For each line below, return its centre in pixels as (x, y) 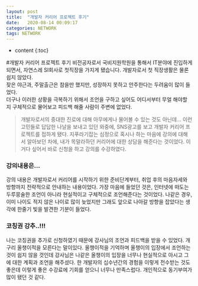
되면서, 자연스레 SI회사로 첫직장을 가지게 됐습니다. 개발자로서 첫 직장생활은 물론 (98, 70)
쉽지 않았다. (20, 77)
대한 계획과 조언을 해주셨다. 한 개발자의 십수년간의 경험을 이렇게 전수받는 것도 (101, 262)
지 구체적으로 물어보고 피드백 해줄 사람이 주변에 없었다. (69, 107)
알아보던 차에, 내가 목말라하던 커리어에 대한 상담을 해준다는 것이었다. (106, 142)
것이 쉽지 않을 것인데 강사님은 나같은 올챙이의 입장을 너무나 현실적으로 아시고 (95, 255)
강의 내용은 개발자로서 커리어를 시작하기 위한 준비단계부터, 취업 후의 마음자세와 (97, 180)
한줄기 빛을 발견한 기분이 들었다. (54, 209)
